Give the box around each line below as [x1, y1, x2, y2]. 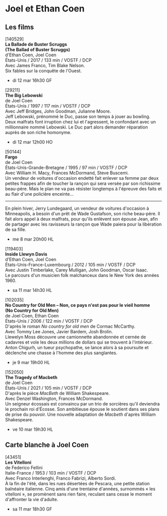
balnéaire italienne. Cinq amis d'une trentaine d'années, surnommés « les [5, 486, 156, 492]
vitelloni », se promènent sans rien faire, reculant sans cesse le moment [5, 491, 153, 497]
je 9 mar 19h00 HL [12, 360, 50, 365]
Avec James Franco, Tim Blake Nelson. [5, 63, 85, 68]
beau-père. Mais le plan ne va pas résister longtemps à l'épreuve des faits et [5, 186, 162, 192]
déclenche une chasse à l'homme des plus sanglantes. [5, 350, 118, 356]
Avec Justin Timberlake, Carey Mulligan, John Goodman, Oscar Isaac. [5, 267, 148, 273]
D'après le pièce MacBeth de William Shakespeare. [5, 390, 110, 396]
